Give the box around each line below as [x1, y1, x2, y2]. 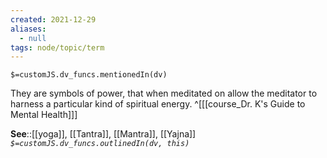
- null [19, 33, 47, 43]
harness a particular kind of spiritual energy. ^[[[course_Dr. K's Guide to [10, 98, 306, 110]
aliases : [10, 24, 47, 34]
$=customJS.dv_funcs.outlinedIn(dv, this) [10, 139, 190, 149]
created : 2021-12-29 [10, 14, 97, 25]
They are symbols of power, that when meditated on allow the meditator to [10, 87, 318, 100]
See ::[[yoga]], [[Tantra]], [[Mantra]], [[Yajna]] [10, 128, 197, 140]
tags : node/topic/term [10, 42, 105, 53]
